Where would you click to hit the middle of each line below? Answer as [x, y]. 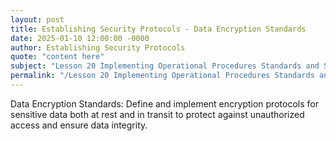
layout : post [37, 19]
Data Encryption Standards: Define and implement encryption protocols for [164, 103]
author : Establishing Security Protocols [98, 47]
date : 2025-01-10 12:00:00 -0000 [80, 38]
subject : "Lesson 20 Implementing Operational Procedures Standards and [165, 66]
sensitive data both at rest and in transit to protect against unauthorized [157, 114]
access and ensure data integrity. [79, 125]
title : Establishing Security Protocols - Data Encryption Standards [158, 29]
